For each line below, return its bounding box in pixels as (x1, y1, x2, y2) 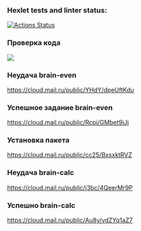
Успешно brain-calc (7, 200, 75, 210)
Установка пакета (7, 135, 70, 145)
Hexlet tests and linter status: (7, 5, 107, 15)
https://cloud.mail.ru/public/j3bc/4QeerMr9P (7, 183, 133, 191)
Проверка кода (7, 38, 61, 48)
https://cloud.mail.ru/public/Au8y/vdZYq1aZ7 (7, 216, 133, 224)
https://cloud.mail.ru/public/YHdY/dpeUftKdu (7, 85, 135, 94)
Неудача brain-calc (7, 168, 75, 178)
